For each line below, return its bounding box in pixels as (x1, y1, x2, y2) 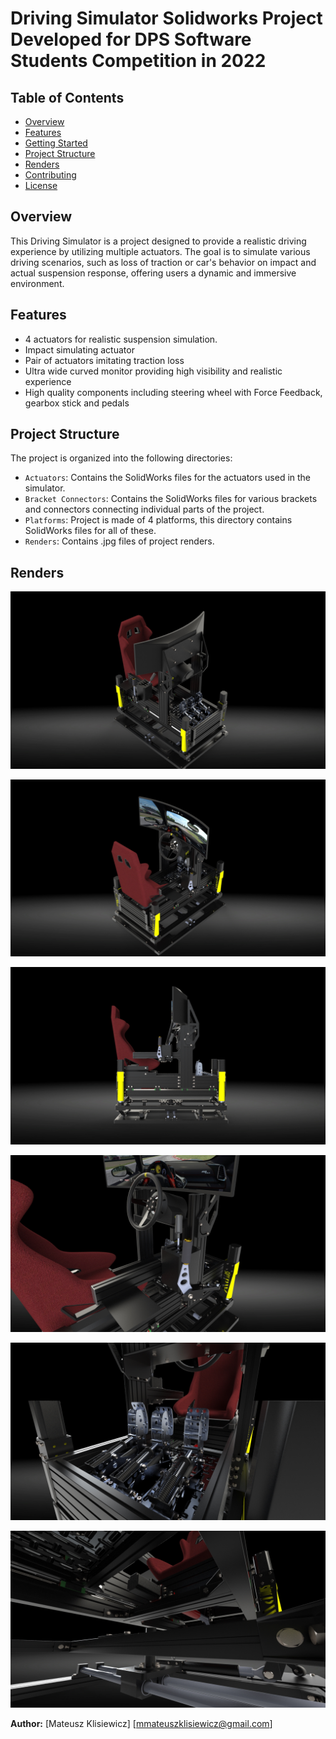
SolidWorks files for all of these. (24, 525, 157, 537)
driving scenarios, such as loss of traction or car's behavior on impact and (10, 256, 317, 268)
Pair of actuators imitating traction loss (24, 354, 185, 366)
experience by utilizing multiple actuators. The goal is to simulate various (10, 245, 311, 257)
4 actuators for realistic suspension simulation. (24, 333, 218, 345)
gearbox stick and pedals (24, 397, 130, 409)
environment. (10, 277, 65, 289)
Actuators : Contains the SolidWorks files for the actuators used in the (24, 472, 312, 484)
